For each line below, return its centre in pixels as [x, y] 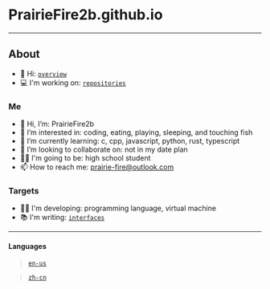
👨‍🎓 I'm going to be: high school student [85, 158]
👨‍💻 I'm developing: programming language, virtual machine [118, 208]
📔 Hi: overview [43, 73]
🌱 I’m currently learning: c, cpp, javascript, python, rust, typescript [130, 141]
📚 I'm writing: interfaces [62, 218]
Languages [27, 246]
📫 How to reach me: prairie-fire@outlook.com [97, 167]
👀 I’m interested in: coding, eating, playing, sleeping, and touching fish [136, 132]
